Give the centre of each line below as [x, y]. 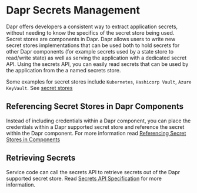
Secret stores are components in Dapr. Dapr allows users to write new [91, 39]
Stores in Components [33, 139]
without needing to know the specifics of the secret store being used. [90, 32]
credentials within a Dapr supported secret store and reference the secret [95, 127]
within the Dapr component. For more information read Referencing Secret [96, 133]
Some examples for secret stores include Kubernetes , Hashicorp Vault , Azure [99, 81]
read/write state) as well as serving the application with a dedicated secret [96, 58]
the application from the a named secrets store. [64, 70]
